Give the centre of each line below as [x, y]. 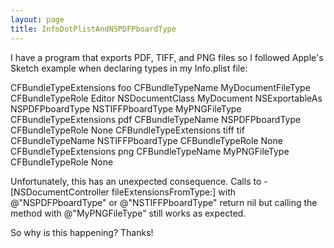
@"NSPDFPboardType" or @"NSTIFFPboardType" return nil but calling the [164, 202]
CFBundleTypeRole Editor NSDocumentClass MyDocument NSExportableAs [166, 98]
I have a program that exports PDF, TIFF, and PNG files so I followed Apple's [167, 57]
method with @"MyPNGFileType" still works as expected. [128, 213]
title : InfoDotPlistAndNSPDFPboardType [93, 29]
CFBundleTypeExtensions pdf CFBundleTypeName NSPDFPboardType [156, 119]
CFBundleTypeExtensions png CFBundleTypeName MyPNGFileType [150, 151]
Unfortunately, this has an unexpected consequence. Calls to [136, 181]
